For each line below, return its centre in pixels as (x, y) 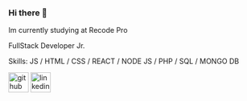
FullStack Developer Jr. (47, 46)
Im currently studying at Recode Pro (68, 30)
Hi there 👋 (28, 13)
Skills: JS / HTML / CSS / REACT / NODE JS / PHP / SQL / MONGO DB (124, 61)
